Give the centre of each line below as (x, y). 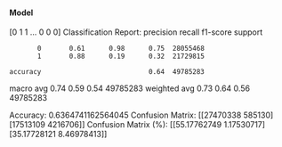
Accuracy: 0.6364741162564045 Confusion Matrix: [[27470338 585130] (141, 115)
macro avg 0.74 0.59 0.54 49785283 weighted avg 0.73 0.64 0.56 (130, 88)
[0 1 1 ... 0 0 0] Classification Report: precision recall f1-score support (136, 32)
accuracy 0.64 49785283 (107, 72)
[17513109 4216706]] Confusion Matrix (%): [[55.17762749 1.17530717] (137, 125)
